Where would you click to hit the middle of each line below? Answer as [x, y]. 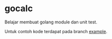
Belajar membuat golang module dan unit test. [51, 22]
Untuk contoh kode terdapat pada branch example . [56, 31]
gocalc [19, 9]
